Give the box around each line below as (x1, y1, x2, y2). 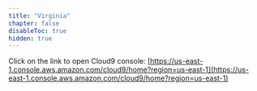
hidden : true (8, 34, 53, 43)
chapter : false (8, 19, 60, 27)
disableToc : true (8, 27, 67, 35)
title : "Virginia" (8, 11, 71, 20)
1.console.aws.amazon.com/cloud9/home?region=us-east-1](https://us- (8, 65, 250, 75)
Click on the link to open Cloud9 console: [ (8, 56, 151, 66)
